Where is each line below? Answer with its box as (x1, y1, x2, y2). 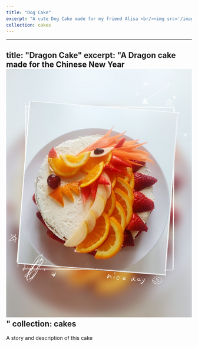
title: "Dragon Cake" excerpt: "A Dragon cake (6, 50, 176, 60)
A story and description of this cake (6, 335, 93, 342)
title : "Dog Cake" (6, 9, 51, 15)
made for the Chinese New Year (6, 59, 125, 69)
